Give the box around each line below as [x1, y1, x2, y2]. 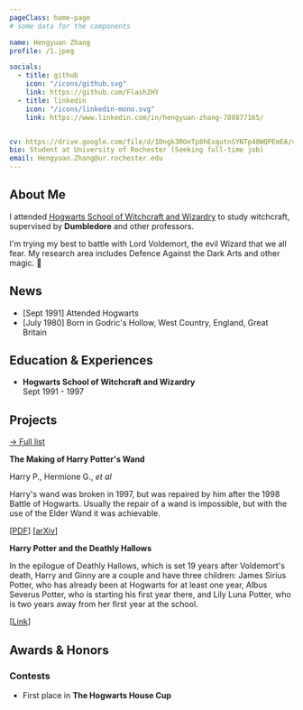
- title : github [17, 71, 78, 80]
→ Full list [9, 437, 45, 447]
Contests [9, 669, 51, 682]
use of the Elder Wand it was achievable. [9, 508, 161, 519]
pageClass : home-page [9, 13, 91, 23]
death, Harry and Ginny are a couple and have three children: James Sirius [9, 570, 287, 581]
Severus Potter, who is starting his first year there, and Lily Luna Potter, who [9, 589, 291, 600]
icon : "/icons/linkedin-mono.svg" [25, 105, 155, 114]
